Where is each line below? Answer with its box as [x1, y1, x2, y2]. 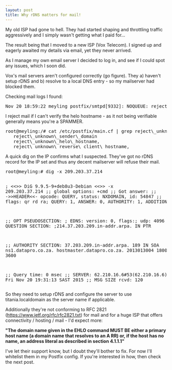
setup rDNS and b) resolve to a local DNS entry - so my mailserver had [5, 78, 155, 84]
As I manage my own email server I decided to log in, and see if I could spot [5, 57, 165, 63]
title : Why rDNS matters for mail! [5, 12, 81, 17]
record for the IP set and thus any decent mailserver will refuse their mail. [5, 158, 160, 165]
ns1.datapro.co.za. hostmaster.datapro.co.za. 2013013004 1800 [5, 247, 167, 253]
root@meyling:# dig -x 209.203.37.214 [5, 169, 103, 174]
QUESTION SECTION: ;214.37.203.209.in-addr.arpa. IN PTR [5, 223, 152, 229]
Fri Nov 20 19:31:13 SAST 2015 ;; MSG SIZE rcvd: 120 [5, 277, 143, 282]
